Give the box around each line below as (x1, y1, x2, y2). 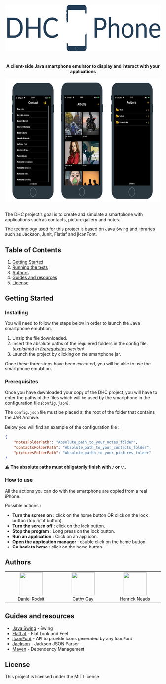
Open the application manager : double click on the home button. (12, 539, 147, 545)
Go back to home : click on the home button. (12, 544, 104, 549)
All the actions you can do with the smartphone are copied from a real (5, 488, 147, 494)
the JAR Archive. (5, 414, 40, 420)
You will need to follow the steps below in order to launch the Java (5, 320, 140, 326)
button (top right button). (12, 517, 63, 523)
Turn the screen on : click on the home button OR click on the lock (12, 512, 148, 518)
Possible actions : (5, 502, 41, 508)
